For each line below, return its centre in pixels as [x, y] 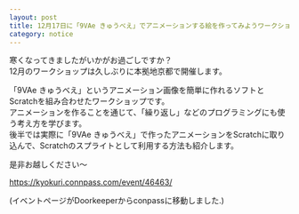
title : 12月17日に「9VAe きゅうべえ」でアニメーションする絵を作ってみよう [133, 26]
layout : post [33, 17]
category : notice [41, 34]
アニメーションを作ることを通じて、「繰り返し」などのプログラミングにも [143, 113]
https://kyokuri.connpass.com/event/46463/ [91, 182]
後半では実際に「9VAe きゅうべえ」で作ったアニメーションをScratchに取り [147, 135]
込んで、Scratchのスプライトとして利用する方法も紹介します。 [124, 146]
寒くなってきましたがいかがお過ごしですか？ [91, 60]
